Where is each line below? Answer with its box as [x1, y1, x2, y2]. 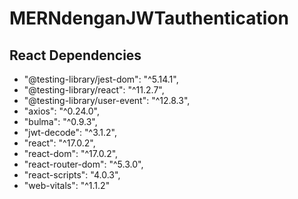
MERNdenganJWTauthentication [9, 7, 289, 30]
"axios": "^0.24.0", [23, 105, 100, 117]
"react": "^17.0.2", [23, 137, 96, 149]
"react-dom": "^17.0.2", [23, 148, 119, 159]
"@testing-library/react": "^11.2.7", [23, 84, 165, 96]
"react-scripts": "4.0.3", [23, 169, 121, 181]
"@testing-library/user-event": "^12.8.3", [23, 95, 191, 106]
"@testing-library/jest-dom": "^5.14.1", [23, 73, 179, 85]
